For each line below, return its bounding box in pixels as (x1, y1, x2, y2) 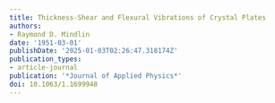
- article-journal (9, 64, 78, 73)
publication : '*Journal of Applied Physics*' (9, 72, 182, 81)
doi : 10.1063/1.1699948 (9, 80, 99, 89)
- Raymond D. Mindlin (9, 30, 90, 39)
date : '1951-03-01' (9, 38, 82, 47)
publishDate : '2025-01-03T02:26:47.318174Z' (9, 47, 178, 56)
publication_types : (9, 55, 82, 64)
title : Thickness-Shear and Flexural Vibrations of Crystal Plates (9, 13, 267, 22)
